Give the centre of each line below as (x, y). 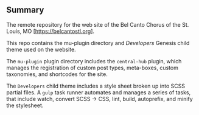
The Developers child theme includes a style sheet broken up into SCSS (96, 86)
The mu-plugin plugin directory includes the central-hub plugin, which (94, 61)
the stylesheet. (25, 105)
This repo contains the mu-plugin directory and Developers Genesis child (98, 43)
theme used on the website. (41, 49)
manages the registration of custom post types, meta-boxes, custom (92, 68)
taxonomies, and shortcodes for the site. (57, 74)
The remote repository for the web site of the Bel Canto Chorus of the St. (98, 24)
